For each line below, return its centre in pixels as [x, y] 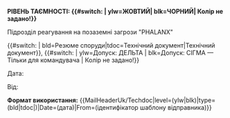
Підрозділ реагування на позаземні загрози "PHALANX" [90, 32]
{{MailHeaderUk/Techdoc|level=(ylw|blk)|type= [148, 100]
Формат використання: [43, 100]
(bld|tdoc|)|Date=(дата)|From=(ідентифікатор [73, 107]
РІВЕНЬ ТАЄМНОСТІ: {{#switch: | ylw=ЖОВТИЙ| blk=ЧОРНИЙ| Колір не [115, 11]
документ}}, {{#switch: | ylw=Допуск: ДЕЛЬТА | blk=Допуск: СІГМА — [110, 53]
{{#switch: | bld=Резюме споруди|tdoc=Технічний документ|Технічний [111, 45]
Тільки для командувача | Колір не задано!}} [73, 60]
